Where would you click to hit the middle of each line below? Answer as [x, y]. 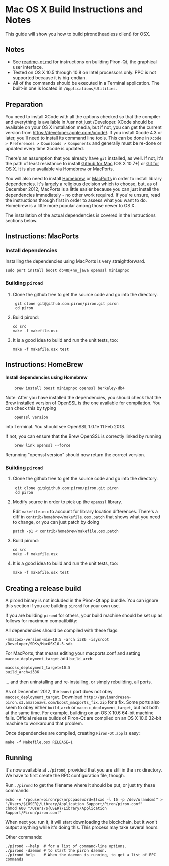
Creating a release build [43, 588]
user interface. [28, 67]
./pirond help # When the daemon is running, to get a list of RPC [81, 855]
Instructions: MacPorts [42, 236]
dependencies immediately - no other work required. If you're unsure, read [83, 195]
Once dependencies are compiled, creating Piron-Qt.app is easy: [73, 733]
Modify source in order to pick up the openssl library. [67, 502]
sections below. [21, 220]
